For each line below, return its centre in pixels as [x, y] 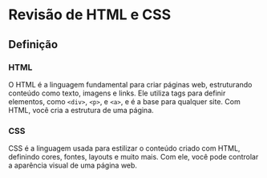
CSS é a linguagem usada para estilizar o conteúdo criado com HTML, [124, 148]
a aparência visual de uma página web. [73, 165]
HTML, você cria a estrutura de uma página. [81, 110]
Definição [33, 44]
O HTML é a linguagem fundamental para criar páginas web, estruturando [130, 84]
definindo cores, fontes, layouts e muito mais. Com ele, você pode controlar [133, 157]
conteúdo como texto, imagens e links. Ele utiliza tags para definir [117, 93]
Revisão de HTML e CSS [90, 15]
